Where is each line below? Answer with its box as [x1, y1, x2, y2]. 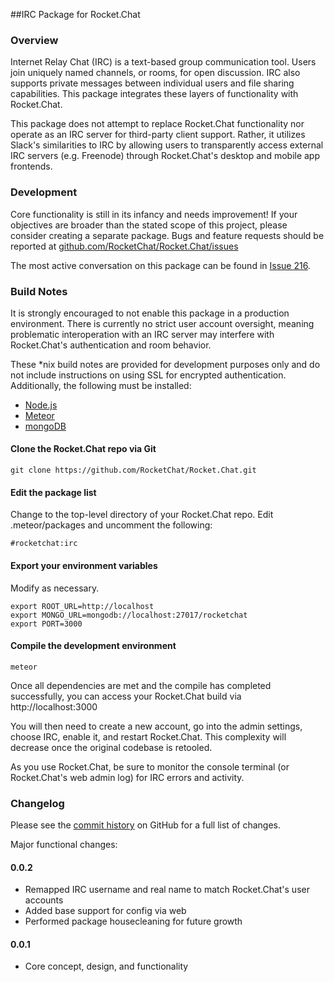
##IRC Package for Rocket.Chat [10, 9, 141, 20]
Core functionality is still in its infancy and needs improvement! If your [10, 208, 298, 220]
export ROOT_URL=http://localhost [10, 601, 155, 611]
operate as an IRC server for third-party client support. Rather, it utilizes [10, 129, 306, 141]
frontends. [10, 160, 53, 173]
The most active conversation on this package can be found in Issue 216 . [10, 259, 311, 271]
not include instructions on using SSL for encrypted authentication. [10, 369, 287, 381]
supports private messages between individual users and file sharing [10, 77, 295, 89]
